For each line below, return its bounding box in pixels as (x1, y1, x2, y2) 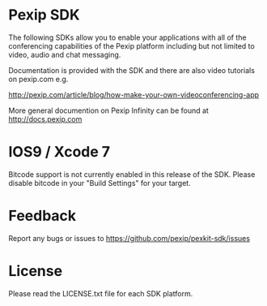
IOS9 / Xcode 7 (8, 143, 111, 162)
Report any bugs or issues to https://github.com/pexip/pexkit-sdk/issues (8, 233, 251, 243)
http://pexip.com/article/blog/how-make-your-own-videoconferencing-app (8, 89, 260, 99)
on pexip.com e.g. (8, 74, 69, 84)
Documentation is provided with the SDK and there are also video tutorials (8, 65, 255, 75)
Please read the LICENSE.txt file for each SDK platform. (8, 288, 193, 298)
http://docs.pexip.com (8, 114, 83, 123)
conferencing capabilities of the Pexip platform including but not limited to (8, 41, 255, 50)
